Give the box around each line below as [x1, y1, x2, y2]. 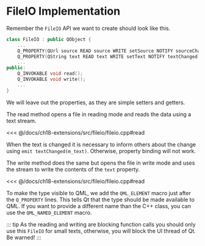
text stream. [6, 117, 37, 124]
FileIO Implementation [6, 4, 121, 18]
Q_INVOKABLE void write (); [17, 76, 86, 83]
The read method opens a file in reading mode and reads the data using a [6, 110, 192, 117]
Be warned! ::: [6, 234, 41, 241]
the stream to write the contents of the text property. [6, 165, 140, 173]
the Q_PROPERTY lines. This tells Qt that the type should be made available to [6, 196, 195, 203]
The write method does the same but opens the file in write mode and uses [6, 159, 195, 166]
